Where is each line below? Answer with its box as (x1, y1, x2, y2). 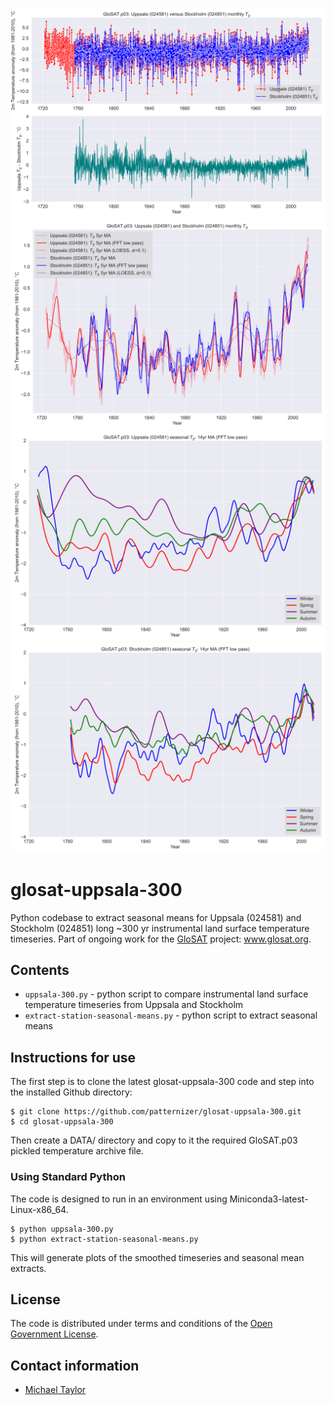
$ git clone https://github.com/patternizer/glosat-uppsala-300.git (10, 1107, 302, 1117)
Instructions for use (10, 1049, 137, 1066)
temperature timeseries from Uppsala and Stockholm (24, 999, 244, 1011)
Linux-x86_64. (10, 1203, 69, 1215)
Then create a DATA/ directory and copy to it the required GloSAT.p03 (10, 1134, 298, 1147)
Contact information (10, 1357, 140, 1374)
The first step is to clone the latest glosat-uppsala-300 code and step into (10, 1076, 315, 1088)
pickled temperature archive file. (10, 1145, 144, 1157)
